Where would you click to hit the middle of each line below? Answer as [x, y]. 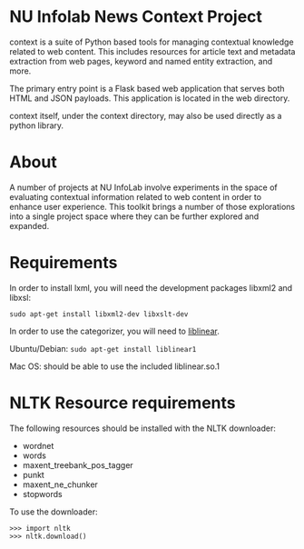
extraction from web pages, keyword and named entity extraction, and [141, 61]
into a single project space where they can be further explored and [134, 216]
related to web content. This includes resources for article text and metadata [152, 51]
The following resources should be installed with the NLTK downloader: [143, 428]
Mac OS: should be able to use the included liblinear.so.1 [115, 366]
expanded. [29, 225]
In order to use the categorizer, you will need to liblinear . [114, 331]
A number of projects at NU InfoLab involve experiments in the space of [144, 187]
